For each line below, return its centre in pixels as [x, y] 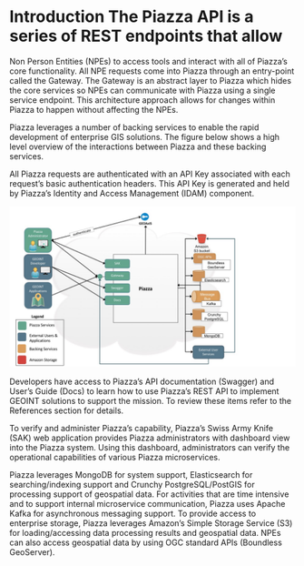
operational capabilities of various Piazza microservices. [115, 458]
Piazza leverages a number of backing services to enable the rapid [134, 127]
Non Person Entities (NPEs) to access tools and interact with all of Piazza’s [148, 61]
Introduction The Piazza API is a [132, 17]
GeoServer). [32, 552]
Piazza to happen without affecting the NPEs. [94, 109]
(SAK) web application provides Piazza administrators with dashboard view [150, 438]
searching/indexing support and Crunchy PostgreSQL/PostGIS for [132, 485]
